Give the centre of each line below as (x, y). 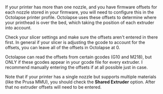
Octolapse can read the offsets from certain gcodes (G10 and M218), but (79, 57)
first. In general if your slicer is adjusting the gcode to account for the (75, 42)
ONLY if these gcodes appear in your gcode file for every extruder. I (74, 62)
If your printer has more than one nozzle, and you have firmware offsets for (81, 7)
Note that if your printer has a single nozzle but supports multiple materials (81, 77)
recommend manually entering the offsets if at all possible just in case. (77, 67)
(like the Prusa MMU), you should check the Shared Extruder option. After (80, 82)
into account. (18, 28)
